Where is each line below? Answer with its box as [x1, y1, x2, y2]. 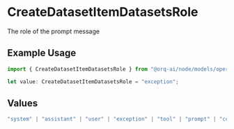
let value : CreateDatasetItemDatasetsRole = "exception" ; [7, 78, 179, 85]
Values [7, 97, 38, 109]
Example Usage [7, 47, 77, 59]
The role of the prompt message [7, 27, 100, 35]
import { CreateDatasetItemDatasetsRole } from [7, 65, 148, 73]
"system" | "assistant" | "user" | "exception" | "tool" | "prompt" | [7, 116, 217, 123]
